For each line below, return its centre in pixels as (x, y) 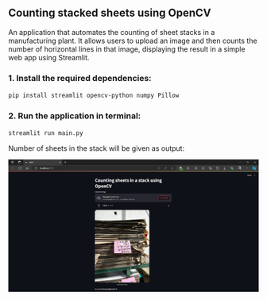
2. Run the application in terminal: (75, 116)
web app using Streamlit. (49, 57)
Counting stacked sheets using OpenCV (110, 13)
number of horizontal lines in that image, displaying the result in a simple (127, 49)
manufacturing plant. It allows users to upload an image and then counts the (133, 40)
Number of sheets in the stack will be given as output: (97, 148)
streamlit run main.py (46, 133)
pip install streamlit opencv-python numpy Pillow (94, 96)
